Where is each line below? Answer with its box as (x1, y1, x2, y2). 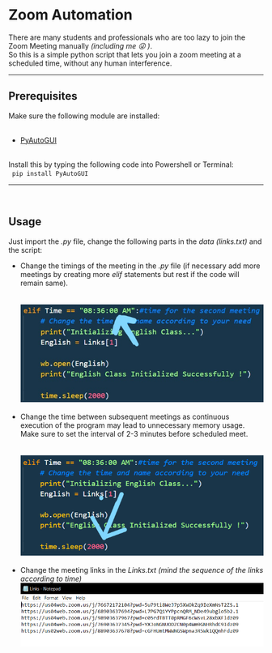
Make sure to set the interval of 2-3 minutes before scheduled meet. (19, 429, 249, 438)
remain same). (19, 278, 69, 288)
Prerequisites (8, 89, 78, 103)
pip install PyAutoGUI (11, 169, 89, 177)
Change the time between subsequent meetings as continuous (19, 412, 230, 421)
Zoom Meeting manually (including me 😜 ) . (8, 41, 152, 50)
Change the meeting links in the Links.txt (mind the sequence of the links (19, 566, 264, 575)
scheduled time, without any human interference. (8, 58, 172, 68)
